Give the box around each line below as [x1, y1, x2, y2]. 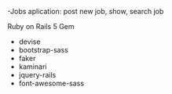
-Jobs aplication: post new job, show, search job [7, 7, 164, 16]
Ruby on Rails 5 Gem [7, 22, 75, 31]
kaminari [18, 62, 47, 71]
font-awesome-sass [18, 78, 84, 88]
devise [18, 37, 41, 46]
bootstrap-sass [18, 45, 68, 54]
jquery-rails [18, 70, 57, 79]
